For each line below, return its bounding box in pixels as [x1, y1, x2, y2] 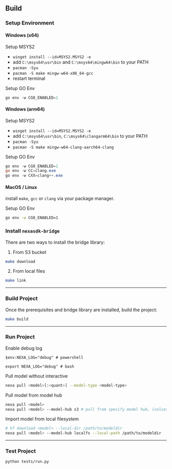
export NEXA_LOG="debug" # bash [5, 364, 74, 369]
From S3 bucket [12, 249, 47, 255]
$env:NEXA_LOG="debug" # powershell [5, 355, 83, 360]
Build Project [5, 295, 38, 302]
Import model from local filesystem [5, 416, 79, 422]
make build [5, 316, 29, 322]
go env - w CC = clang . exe [5, 168, 56, 174]
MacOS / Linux [5, 184, 37, 190]
